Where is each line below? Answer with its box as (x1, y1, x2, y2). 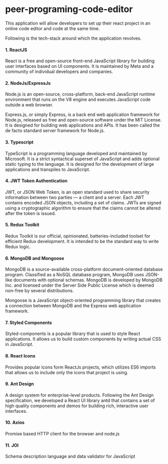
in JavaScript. (5, 341, 33, 347)
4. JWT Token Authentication (5, 178, 67, 184)
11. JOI (5, 442, 19, 448)
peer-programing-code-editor (5, 4, 133, 15)
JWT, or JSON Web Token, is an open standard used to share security (5, 189, 150, 195)
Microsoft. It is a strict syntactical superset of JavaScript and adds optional (5, 156, 160, 162)
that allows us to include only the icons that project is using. (5, 369, 128, 375)
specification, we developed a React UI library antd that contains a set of (5, 397, 155, 403)
